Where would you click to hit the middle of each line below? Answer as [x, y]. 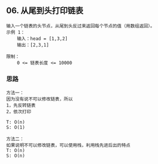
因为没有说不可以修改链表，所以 [40, 99]
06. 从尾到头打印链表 [45, 11]
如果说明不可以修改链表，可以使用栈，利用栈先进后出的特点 [68, 146]
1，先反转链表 [21, 106]
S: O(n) [16, 156]
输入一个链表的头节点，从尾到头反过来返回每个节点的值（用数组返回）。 [80, 26]
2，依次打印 [19, 112]
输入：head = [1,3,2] [42, 38]
